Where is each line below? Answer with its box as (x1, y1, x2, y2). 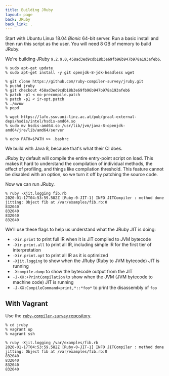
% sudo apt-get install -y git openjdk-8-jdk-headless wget (5, 70, 135, 75)
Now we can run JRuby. (5, 181, 55, 187)
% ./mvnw (5, 101, 24, 106)
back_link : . (5, 21, 33, 27)
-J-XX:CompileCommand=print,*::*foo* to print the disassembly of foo (12, 284, 157, 291)
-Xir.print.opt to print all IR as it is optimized (12, 253, 108, 259)
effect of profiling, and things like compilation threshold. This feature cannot (5, 166, 164, 172)
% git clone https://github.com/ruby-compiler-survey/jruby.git (5, 79, 144, 84)
